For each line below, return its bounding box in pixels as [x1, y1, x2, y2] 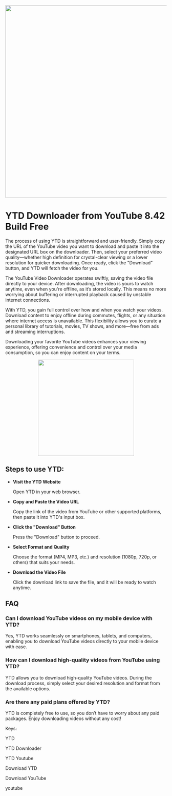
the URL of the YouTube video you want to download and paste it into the [5, 243, 160, 249]
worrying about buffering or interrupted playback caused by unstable [5, 291, 152, 297]
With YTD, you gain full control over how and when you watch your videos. [5, 306, 163, 313]
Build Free [5, 221, 49, 232]
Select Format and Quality [12, 543, 70, 550]
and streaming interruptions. [5, 328, 66, 335]
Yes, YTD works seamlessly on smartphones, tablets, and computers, [5, 633, 152, 639]
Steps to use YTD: [5, 465, 64, 474]
